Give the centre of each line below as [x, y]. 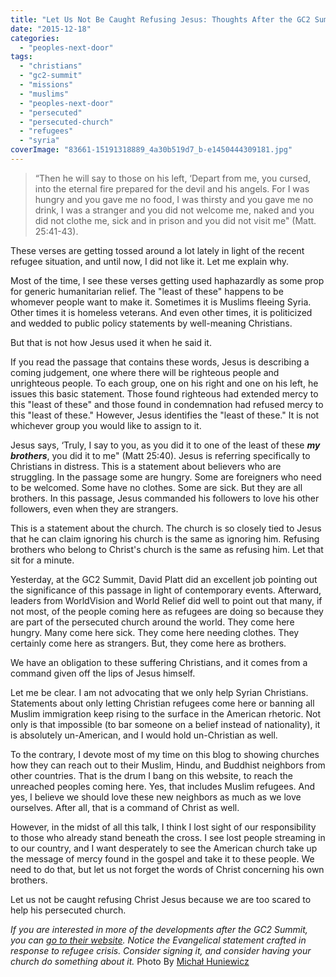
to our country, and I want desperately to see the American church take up [164, 848]
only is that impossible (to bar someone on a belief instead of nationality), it [165, 724]
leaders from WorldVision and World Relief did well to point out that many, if [166, 600]
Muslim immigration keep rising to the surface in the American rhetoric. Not [165, 713]
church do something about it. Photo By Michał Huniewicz [130, 961]
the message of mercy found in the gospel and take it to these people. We [162, 858]
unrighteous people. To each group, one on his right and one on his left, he [164, 383]
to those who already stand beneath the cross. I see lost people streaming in [168, 837]
